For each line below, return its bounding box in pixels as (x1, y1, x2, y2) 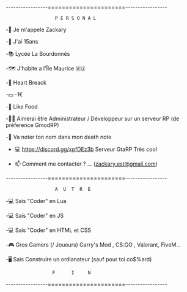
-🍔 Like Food (5, 103, 38, 110)
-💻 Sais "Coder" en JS (5, 212, 64, 219)
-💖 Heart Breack (5, 79, 47, 86)
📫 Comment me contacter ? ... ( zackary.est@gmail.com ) (14, 160, 158, 167)
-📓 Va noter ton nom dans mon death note (5, 133, 112, 140)
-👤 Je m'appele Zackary (5, 26, 67, 33)
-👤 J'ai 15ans (5, 38, 38, 45)
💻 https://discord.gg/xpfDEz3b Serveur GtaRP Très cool (14, 145, 157, 153)
